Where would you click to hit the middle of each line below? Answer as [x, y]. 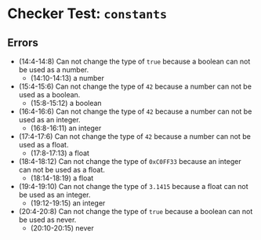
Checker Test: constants [87, 14]
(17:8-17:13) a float [60, 153]
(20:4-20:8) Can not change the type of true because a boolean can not [136, 211]
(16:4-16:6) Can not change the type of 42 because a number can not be [135, 111]
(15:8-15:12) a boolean [66, 103]
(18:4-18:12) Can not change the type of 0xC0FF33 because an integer [130, 161]
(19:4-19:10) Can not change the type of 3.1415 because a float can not [133, 186]
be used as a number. [54, 70]
